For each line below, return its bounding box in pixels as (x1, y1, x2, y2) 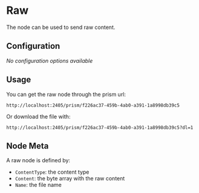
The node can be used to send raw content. (6, 24, 116, 31)
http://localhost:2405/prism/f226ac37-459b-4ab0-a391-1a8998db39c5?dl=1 (6, 124, 194, 130)
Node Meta (6, 141, 49, 151)
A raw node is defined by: (6, 157, 71, 164)
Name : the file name (15, 182, 62, 189)
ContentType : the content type (15, 168, 90, 176)
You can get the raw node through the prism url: (6, 90, 126, 98)
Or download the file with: (6, 113, 71, 120)
